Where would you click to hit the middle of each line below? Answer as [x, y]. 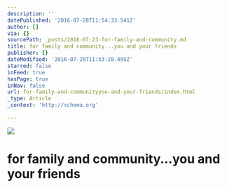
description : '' [31, 14]
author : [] [23, 27]
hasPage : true [28, 79]
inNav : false [26, 86]
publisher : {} [28, 53]
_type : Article [29, 99]
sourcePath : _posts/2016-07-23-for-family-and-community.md [97, 40]
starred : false [29, 66]
